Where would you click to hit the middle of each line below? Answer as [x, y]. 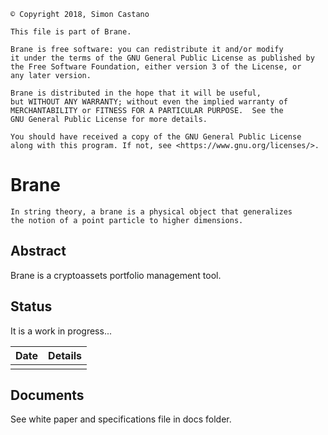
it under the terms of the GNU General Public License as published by [162, 58]
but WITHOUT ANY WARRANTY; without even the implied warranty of [149, 102]
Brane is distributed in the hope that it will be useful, [136, 93]
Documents [47, 395]
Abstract [38, 251]
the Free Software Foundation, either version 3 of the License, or [156, 67]
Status [31, 306]
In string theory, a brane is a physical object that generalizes [151, 211]
